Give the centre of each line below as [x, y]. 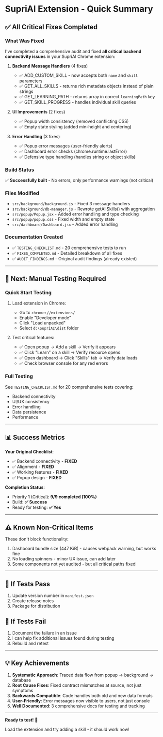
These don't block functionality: [37, 539]
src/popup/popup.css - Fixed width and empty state [63, 219]
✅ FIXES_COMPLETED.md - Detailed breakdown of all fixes [67, 253]
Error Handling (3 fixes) [36, 136]
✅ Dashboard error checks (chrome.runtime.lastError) [73, 151]
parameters [31, 81]
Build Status [20, 170]
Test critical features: [33, 338]
